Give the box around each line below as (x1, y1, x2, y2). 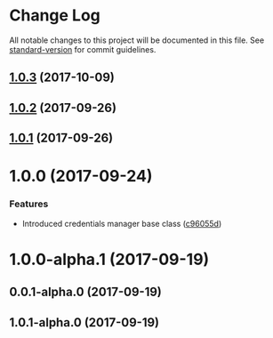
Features (9, 197, 49, 210)
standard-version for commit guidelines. (9, 44, 157, 54)
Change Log (9, 5, 100, 26)
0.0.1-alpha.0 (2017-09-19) (9, 285, 163, 300)
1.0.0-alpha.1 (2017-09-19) (9, 249, 210, 270)
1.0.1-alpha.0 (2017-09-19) (9, 315, 160, 330)
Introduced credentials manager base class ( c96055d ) (21, 218, 222, 229)
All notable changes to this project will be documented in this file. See (9, 35, 265, 45)
